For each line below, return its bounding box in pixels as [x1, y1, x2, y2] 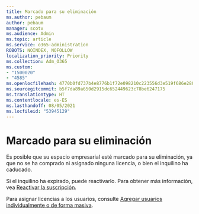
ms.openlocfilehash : [6, 81, 57, 87]
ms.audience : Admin [6, 31, 54, 37]
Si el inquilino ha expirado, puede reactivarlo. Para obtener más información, [6, 178, 193, 185]
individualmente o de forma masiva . [6, 202, 94, 209]
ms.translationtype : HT [6, 92, 65, 97]
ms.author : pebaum [6, 14, 52, 20]
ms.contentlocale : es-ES [6, 97, 68, 103]
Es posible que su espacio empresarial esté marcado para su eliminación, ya [6, 153, 193, 160]
